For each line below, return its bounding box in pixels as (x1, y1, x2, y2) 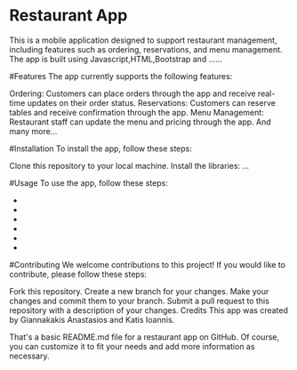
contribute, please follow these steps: (9, 269, 148, 279)
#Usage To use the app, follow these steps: (9, 177, 169, 188)
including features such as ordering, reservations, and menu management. (9, 44, 283, 54)
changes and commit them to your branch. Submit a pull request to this (9, 295, 269, 306)
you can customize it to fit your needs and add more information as (9, 341, 255, 351)
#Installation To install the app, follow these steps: (9, 143, 193, 154)
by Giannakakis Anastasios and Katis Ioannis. (9, 314, 175, 325)
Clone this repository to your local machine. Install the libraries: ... (9, 160, 250, 171)
